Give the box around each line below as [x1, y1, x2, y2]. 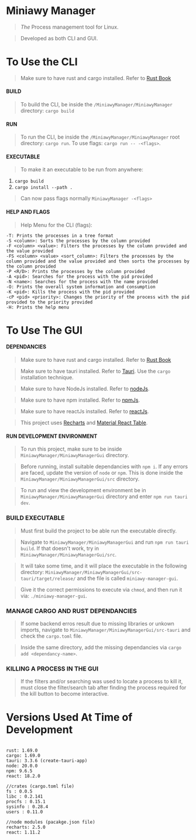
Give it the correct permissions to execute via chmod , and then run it [20, 586, 183, 593]
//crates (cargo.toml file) [6, 783, 75, 790]
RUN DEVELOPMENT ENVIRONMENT [6, 433, 98, 440]
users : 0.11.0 [6, 809, 43, 815]
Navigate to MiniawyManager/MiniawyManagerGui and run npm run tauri [20, 538, 189, 545]
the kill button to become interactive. [20, 690, 109, 697]
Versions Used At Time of [6, 711, 133, 724]
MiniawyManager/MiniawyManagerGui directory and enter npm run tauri [20, 493, 188, 500]
